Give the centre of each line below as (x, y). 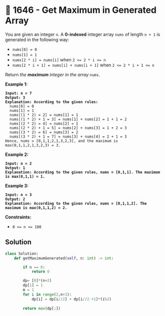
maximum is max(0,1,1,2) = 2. (36, 208)
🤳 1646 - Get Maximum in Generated (81, 10)
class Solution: (22, 254)
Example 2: (17, 154)
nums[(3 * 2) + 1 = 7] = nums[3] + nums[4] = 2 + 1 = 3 (68, 136)
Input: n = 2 (19, 163)
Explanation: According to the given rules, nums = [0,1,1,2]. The (76, 203)
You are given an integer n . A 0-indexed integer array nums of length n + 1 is (83, 34)
